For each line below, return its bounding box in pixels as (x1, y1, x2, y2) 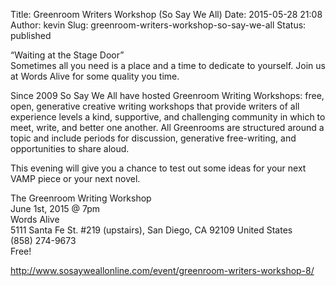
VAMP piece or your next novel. (10, 173, 141, 184)
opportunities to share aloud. (10, 143, 130, 154)
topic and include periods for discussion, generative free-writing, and (10, 132, 297, 144)
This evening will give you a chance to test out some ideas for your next (10, 162, 307, 174)
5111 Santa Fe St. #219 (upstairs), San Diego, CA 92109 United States (10, 224, 293, 236)
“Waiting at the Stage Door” (10, 49, 125, 61)
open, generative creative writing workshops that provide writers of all (10, 100, 300, 112)
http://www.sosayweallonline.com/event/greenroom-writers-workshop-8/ (10, 265, 315, 276)
